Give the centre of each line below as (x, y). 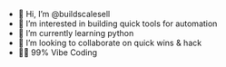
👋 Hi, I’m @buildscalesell (64, 14)
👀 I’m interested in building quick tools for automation (118, 24)
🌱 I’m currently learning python (76, 33)
